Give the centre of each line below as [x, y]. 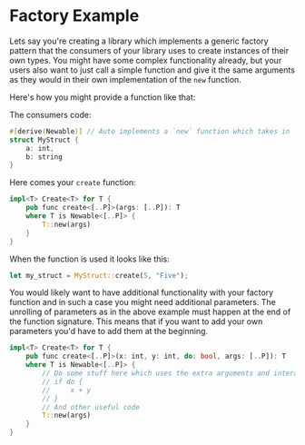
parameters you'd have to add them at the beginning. [109, 331]
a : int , [40, 148]
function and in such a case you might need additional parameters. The [143, 302]
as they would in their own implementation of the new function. [126, 79]
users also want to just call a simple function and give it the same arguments [152, 70]
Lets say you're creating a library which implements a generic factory [139, 41]
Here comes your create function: [73, 183]
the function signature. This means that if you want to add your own [136, 321]
